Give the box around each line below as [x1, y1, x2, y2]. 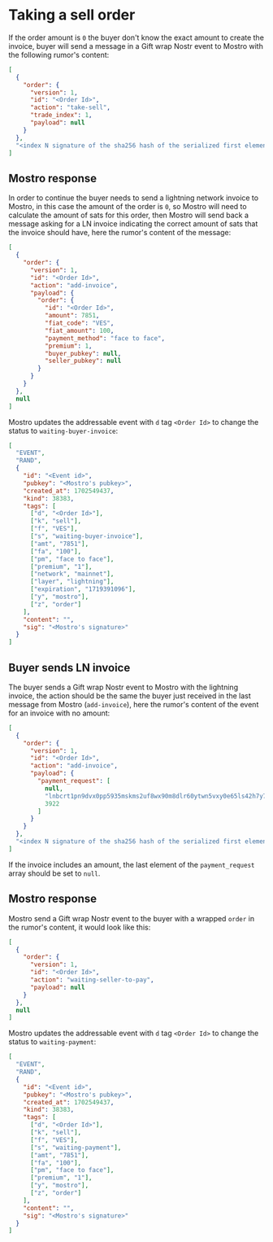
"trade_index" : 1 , [29, 112, 93, 120]
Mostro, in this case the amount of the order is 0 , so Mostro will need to [8, 202, 247, 212]
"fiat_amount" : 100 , [44, 326, 115, 335]
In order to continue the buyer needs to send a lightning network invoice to [8, 193, 258, 203]
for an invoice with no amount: [8, 708, 110, 718]
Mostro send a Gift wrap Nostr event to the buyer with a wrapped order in [8, 913, 255, 923]
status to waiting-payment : [8, 1037, 97, 1047]
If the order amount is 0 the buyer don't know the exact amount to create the [8, 33, 264, 42]
